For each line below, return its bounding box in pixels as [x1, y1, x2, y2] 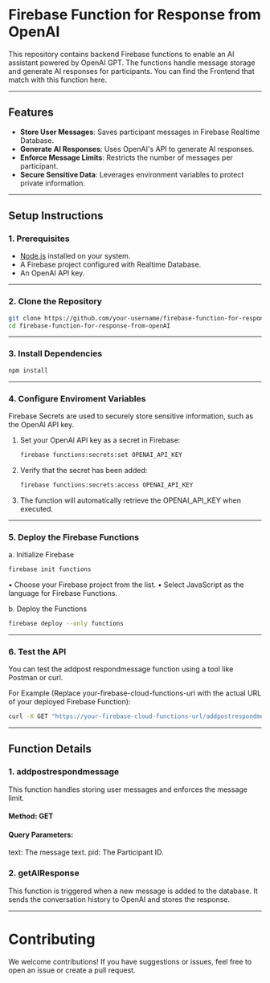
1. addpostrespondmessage [8, 766, 120, 777]
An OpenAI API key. [19, 268, 85, 278]
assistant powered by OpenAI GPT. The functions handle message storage [8, 58, 256, 67]
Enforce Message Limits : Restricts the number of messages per [19, 153, 233, 162]
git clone [8, 314, 42, 322]
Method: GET [8, 811, 54, 821]
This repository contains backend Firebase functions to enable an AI [8, 49, 235, 59]
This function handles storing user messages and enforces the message [8, 785, 247, 794]
